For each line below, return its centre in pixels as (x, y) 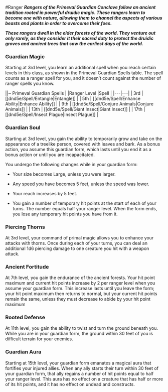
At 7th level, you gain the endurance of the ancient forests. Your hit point (80, 278)
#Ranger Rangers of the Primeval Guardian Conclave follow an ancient (80, 7)
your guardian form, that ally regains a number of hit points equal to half (79, 373)
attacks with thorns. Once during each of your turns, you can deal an (76, 243)
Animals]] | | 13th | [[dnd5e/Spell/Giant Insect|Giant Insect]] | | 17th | (75, 109)
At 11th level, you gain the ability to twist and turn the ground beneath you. (81, 328)
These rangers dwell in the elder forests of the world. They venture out (80, 33)
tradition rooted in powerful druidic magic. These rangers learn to (75, 13)
